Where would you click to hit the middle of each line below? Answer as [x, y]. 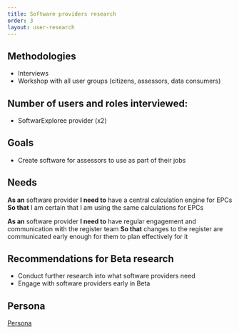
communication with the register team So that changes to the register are [115, 228]
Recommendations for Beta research [91, 259]
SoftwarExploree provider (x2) [62, 121]
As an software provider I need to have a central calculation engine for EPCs [120, 200]
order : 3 [20, 21]
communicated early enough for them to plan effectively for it [98, 236]
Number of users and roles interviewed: [98, 103]
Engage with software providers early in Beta [84, 283]
